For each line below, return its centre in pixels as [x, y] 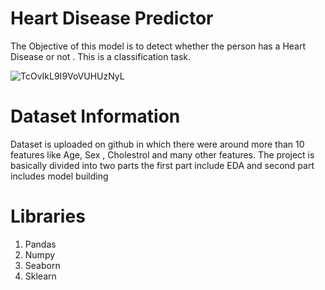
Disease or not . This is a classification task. [101, 56]
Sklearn [40, 276]
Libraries [48, 216]
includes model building [59, 176]
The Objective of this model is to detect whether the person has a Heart [158, 46]
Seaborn [42, 265]
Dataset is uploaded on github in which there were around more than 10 [157, 144]
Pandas [40, 244]
